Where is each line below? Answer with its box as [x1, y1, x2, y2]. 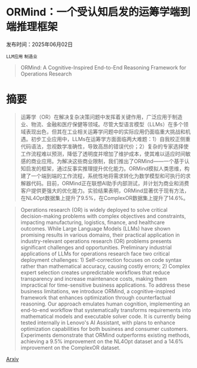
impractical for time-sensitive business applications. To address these [20, 281, 191, 288]
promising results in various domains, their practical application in [20, 231, 181, 238]
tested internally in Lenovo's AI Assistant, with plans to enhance [20, 319, 175, 326]
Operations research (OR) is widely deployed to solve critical [20, 206, 168, 213]
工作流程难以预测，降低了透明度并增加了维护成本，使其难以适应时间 [20, 150, 186, 157]
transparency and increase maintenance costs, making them [20, 275, 168, 282]
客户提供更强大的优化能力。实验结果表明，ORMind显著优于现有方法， [20, 187, 190, 194]
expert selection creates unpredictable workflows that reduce [20, 269, 171, 276]
